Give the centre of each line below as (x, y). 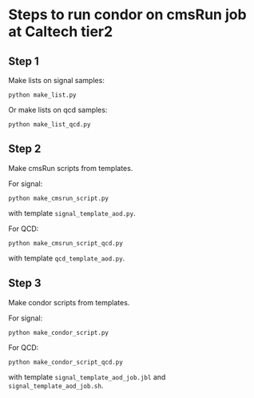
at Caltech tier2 (61, 32)
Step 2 (25, 149)
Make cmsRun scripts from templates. (71, 168)
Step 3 (25, 283)
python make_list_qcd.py (50, 125)
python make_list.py (43, 95)
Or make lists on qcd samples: (58, 110)
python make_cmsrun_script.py (59, 198)
